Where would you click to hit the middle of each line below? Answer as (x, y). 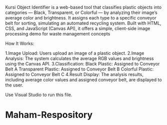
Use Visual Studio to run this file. (39, 95)
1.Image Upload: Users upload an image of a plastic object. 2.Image (75, 53)
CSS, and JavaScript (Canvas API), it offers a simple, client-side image (78, 28)
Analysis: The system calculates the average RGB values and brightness (79, 58)
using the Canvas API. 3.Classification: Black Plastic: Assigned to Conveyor (82, 64)
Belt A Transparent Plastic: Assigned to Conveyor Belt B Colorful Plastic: (79, 69)
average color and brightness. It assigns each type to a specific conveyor (81, 18)
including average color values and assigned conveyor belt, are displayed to (83, 80)
